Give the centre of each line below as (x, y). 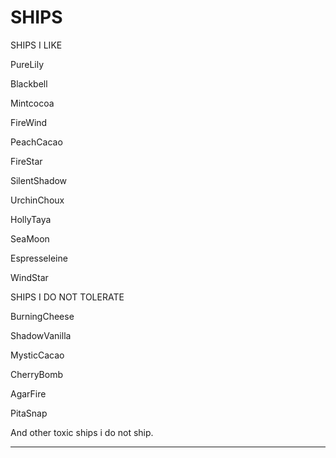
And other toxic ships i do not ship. (82, 432)
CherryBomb (36, 374)
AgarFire (28, 393)
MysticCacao (37, 355)
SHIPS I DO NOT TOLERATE (67, 297)
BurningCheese (42, 316)
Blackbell (29, 83)
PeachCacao (36, 142)
